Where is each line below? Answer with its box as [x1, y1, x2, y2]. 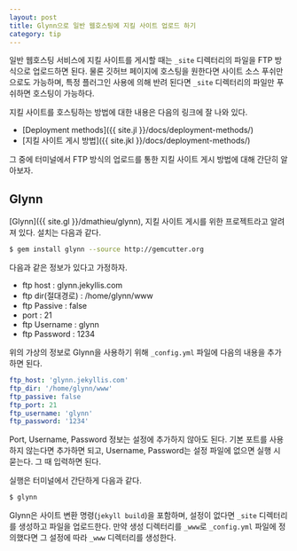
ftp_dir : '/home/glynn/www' [9, 383, 113, 393]
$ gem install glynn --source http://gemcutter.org [9, 245, 204, 254]
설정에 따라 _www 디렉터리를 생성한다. [49, 532, 177, 543]
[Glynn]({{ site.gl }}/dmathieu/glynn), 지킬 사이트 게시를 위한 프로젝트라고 [9, 216, 269, 227]
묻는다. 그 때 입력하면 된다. [9, 456, 102, 467]
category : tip [9, 29, 62, 38]
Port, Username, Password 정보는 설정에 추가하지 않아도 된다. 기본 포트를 [9, 434, 268, 445]
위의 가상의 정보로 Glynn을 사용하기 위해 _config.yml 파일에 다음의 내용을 [9, 347, 266, 358]
